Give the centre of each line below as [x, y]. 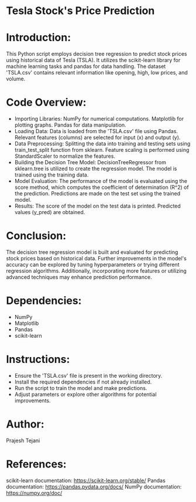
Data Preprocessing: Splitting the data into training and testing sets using [102, 144]
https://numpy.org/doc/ [34, 493]
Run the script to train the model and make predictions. [81, 388]
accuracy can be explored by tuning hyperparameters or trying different [93, 264]
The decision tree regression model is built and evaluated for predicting [92, 252]
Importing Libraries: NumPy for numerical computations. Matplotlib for [99, 119]
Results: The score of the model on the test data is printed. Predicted [98, 206]
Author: [25, 424]
